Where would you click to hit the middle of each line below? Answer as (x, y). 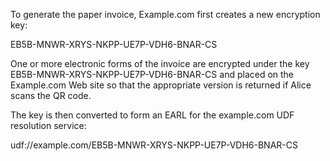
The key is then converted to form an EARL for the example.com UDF (152, 115)
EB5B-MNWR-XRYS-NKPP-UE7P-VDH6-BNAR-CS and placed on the (152, 74)
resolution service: (48, 125)
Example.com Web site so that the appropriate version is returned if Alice (161, 85)
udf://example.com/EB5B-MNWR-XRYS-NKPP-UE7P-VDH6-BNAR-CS (154, 145)
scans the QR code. (51, 95)
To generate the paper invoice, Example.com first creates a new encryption (165, 14)
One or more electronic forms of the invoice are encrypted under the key (160, 63)
